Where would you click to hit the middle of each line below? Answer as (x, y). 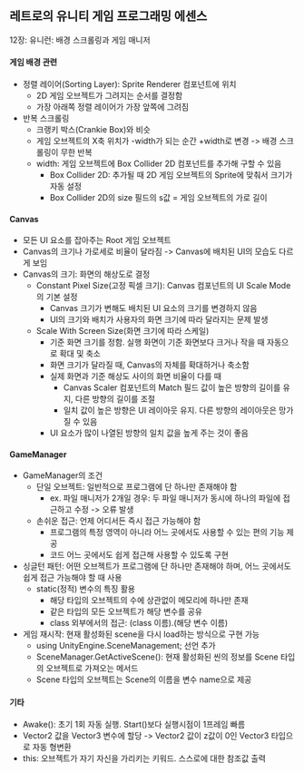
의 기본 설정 (57, 297)
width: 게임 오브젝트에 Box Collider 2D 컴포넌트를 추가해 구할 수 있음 (159, 164)
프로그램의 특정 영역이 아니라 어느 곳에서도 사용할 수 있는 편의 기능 (167, 533)
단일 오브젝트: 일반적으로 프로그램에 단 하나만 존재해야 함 (137, 487)
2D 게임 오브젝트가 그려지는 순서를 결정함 (109, 96)
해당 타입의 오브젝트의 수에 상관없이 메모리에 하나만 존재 (149, 601)
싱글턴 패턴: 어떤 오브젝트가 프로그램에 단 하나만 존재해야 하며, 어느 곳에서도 (157, 566)
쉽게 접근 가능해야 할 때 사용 (72, 578)
